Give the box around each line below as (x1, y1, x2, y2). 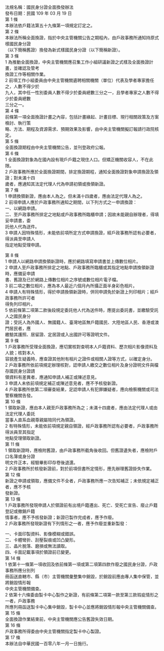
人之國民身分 (5, 314, 31, 319)
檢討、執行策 (5, 120, 31, 126)
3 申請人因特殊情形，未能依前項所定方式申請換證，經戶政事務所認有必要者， (5, 230, 159, 236)
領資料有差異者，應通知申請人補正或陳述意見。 (5, 375, 99, 380)
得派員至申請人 (5, 236, 35, 241)
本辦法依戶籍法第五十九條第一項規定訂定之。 (5, 22, 95, 28)
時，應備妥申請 (5, 271, 35, 276)
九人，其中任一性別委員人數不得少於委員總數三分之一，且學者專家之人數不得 (5, 90, 159, 95)
